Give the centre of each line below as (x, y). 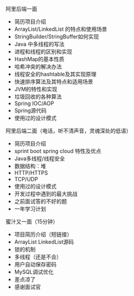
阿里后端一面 (21, 9)
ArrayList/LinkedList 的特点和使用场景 (61, 29)
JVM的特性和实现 (36, 89)
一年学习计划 (30, 209)
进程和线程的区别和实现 (43, 52)
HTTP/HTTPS (31, 173)
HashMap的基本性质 (39, 59)
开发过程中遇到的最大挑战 (46, 194)
